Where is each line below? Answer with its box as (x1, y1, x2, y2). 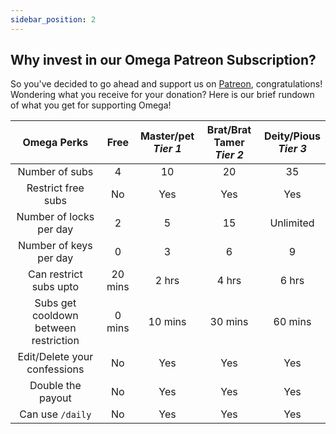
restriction (31, 334, 80, 348)
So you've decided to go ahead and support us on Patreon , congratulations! (10, 78, 323, 90)
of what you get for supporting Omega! (10, 99, 172, 111)
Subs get (34, 296, 77, 310)
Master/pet (139, 129, 195, 143)
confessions (26, 362, 85, 376)
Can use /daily (19, 407, 92, 421)
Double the (29, 379, 82, 393)
